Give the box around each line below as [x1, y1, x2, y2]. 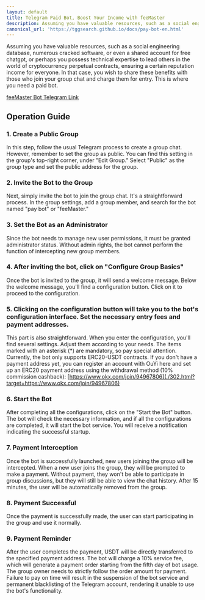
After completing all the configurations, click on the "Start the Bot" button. [6, 409, 192, 416]
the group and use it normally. [6, 519, 82, 527]
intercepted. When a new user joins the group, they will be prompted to [6, 464, 185, 471]
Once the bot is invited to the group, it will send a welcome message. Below [6, 276, 196, 284]
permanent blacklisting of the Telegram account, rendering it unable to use [6, 580, 195, 588]
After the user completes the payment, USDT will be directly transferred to [6, 548, 193, 555]
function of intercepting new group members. [6, 247, 121, 254]
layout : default [6, 9, 48, 15]
